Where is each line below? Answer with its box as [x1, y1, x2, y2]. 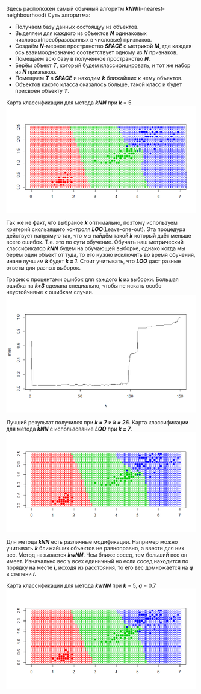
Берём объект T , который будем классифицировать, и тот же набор [14, 62, 191, 69]
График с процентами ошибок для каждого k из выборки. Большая [6, 276, 179, 283]
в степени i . [6, 570, 37, 578]
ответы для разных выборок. [6, 264, 81, 271]
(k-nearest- [136, 5, 165, 12]
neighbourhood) [6, 11, 47, 19]
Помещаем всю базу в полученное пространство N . [14, 55, 150, 62]
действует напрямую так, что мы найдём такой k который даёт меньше [6, 232, 191, 239]
